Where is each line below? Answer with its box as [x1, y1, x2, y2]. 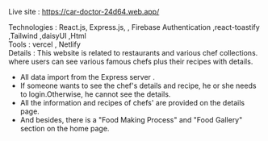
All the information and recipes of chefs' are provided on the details [19, 98, 245, 107]
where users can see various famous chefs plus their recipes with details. [8, 56, 253, 66]
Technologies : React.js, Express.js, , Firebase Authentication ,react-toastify [8, 23, 260, 31]
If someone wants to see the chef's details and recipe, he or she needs [19, 81, 257, 90]
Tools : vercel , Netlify [8, 39, 81, 49]
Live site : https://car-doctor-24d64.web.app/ [8, 7, 160, 16]
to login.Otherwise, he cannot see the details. [19, 89, 171, 99]
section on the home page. [19, 124, 110, 133]
